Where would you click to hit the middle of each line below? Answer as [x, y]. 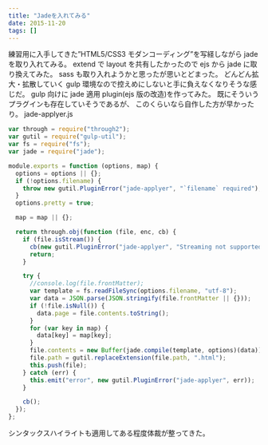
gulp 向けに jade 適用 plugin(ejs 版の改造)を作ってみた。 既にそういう [145, 94]
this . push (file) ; [58, 365]
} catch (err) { [50, 372]
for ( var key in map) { [69, 328]
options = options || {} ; [59, 173]
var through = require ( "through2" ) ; [69, 129]
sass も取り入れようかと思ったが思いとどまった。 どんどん [156, 74]
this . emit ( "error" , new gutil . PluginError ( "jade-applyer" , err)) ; [142, 380]
